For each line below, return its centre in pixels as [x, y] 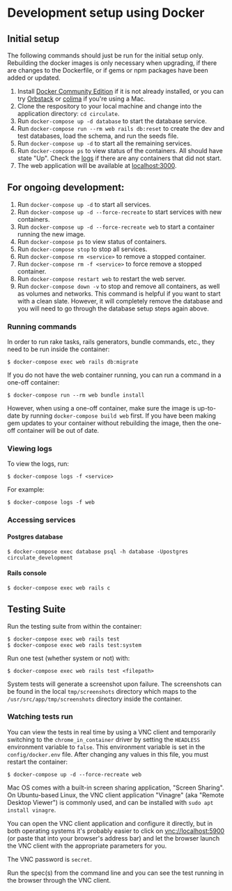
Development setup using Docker [106, 13]
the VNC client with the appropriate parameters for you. [87, 846]
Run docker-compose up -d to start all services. [84, 204]
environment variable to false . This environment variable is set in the [106, 747]
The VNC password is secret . [49, 859]
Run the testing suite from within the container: [75, 626]
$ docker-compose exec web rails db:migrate [73, 362]
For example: [26, 490]
